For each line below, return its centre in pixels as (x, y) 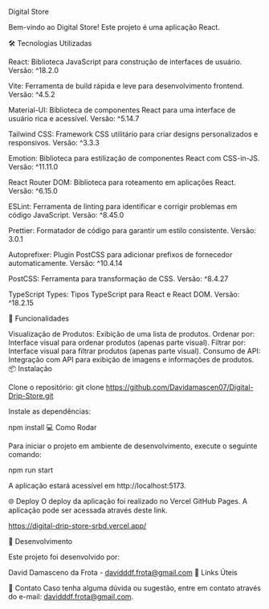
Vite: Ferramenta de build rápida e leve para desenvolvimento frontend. (126, 86)
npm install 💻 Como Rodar (53, 427)
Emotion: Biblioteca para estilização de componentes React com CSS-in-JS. (134, 158)
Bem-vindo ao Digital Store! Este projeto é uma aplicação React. (114, 27)
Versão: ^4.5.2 (32, 94)
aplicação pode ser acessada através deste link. (88, 510)
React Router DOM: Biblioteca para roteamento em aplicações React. (122, 182)
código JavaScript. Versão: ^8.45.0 (66, 215)
